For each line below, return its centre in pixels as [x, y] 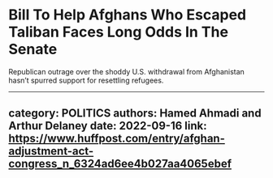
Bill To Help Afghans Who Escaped [127, 15]
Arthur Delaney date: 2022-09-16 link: [108, 126]
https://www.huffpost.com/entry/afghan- [117, 139]
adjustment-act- [51, 151]
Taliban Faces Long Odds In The [119, 32]
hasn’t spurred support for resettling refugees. [86, 80]
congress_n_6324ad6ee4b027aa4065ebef [120, 164]
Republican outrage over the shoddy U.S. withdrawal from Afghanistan [127, 71]
